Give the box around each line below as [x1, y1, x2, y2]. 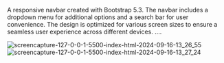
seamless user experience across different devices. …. [7, 27, 162, 36]
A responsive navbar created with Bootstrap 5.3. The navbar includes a [7, 6, 208, 14]
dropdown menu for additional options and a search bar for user [7, 13, 189, 21]
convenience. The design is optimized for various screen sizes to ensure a [7, 21, 218, 28]
